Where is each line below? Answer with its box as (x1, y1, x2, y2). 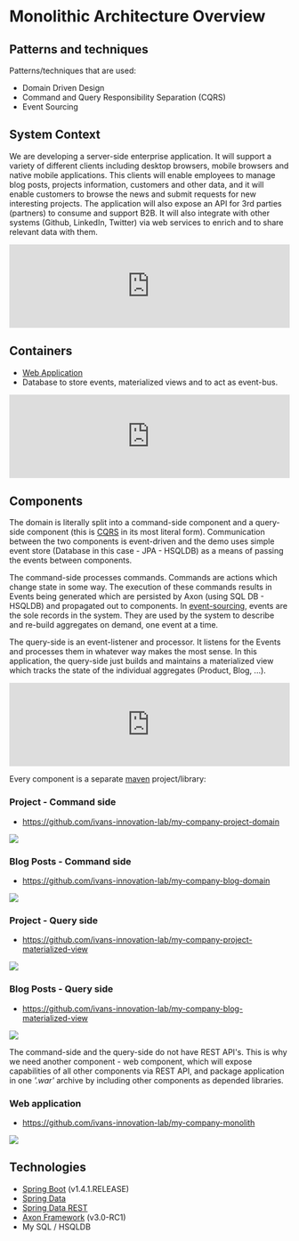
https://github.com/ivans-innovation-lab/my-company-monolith (21, 1117, 255, 1128)
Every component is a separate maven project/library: (9, 774, 206, 784)
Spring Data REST (21, 1202, 88, 1213)
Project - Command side (9, 796, 117, 808)
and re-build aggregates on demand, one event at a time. (9, 620, 219, 630)
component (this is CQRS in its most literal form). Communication (26, 527, 265, 538)
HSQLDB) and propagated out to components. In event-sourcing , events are (9, 601, 287, 612)
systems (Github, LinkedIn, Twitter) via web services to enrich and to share (9, 216, 284, 228)
